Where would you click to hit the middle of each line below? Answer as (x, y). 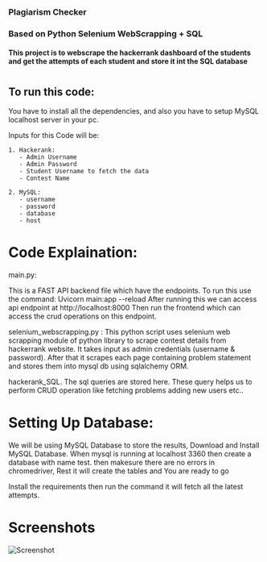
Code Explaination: (73, 253)
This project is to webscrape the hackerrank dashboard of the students (129, 53)
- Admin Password (48, 164)
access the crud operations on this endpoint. (82, 316)
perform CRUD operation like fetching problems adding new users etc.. (126, 390)
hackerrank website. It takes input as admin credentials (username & (122, 348)
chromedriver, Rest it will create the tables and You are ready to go (119, 471)
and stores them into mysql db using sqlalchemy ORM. (99, 366)
